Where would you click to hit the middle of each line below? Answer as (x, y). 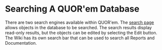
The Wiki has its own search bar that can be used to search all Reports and (80, 38)
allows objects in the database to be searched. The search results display (78, 27)
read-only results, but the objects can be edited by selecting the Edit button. (81, 33)
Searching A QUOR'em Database (72, 9)
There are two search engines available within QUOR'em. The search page (80, 22)
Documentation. (21, 43)
